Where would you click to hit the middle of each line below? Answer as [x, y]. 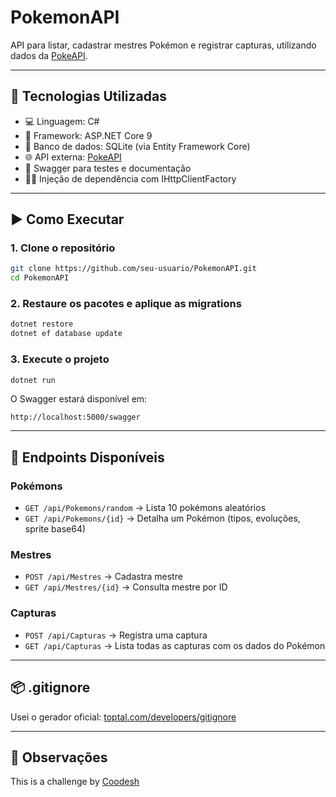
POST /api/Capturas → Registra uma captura [116, 635]
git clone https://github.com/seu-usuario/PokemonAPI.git [133, 269]
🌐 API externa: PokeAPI [73, 157]
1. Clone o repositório [63, 248]
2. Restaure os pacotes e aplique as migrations [126, 304]
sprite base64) [55, 529]
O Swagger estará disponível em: [79, 399]
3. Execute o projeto [60, 359]
